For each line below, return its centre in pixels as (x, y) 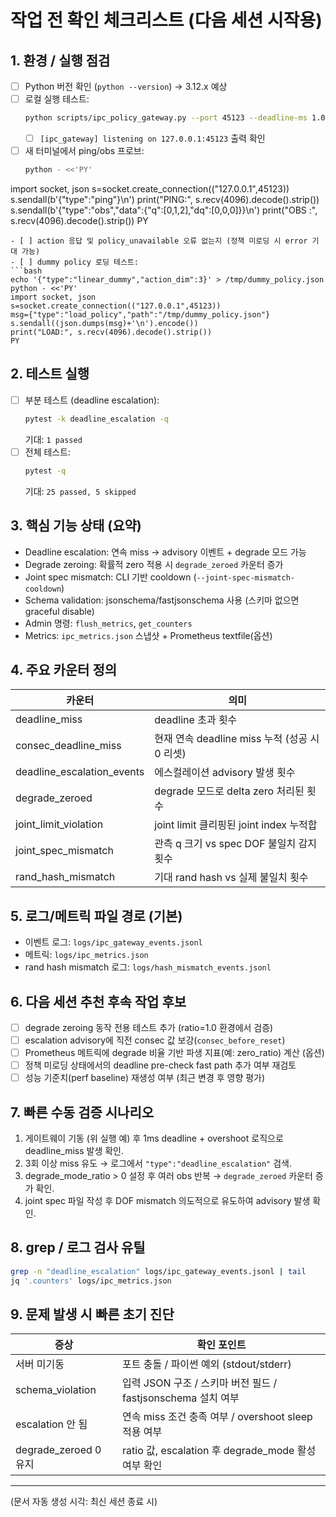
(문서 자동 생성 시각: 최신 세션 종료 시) (84, 1502)
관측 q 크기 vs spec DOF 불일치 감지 (235, 844)
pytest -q (45, 471)
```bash (26, 271)
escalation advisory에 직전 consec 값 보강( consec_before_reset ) (155, 1040)
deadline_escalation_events (80, 772)
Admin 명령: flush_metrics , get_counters (108, 623)
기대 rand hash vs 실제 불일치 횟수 (231, 878)
